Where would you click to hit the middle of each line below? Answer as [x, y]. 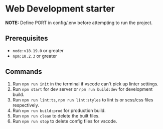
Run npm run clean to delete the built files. [56, 115]
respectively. [26, 105]
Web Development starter [60, 9]
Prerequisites [27, 38]
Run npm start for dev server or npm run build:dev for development [83, 89]
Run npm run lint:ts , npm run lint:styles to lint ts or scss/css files [83, 100]
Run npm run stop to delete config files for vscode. [65, 121]
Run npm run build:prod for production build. [59, 110]
